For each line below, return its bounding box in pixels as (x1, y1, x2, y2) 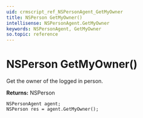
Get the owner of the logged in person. (6, 77, 104, 85)
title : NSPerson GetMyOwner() (6, 15, 83, 21)
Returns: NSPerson (6, 89, 56, 97)
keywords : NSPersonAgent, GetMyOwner (6, 25, 102, 32)
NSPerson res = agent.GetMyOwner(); (6, 107, 99, 113)
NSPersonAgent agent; (6, 101, 61, 107)
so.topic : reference (6, 31, 59, 38)
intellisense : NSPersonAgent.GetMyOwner (6, 20, 110, 26)
